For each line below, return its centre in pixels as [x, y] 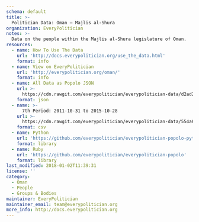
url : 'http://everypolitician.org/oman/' [68, 72]
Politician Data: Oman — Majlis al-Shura [63, 22]
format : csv [31, 127]
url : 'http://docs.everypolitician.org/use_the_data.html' [91, 56]
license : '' [21, 171]
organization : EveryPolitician [45, 28]
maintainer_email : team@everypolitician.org [62, 204]
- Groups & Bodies [34, 193]
